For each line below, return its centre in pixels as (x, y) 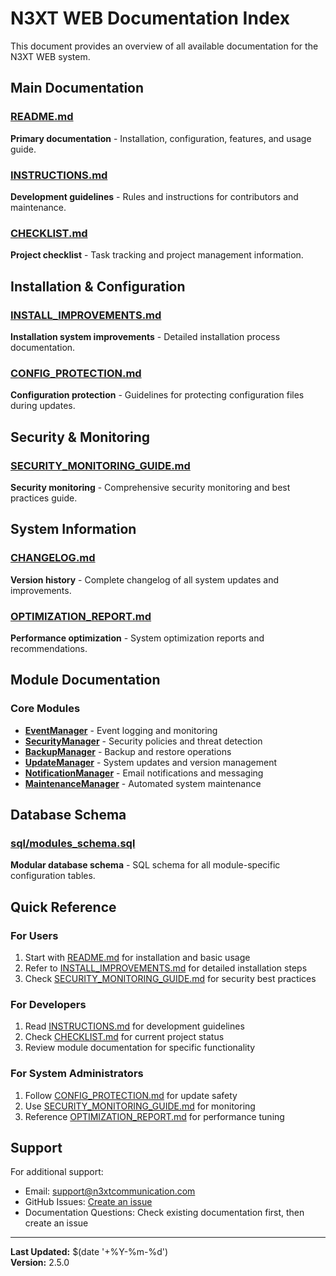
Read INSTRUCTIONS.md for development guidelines (134, 1026)
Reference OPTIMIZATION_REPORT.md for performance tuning (154, 1116)
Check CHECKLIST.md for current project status (124, 1037)
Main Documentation (77, 88)
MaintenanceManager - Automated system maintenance (143, 783)
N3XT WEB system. (50, 56)
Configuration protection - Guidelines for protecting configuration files (157, 395)
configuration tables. (53, 876)
